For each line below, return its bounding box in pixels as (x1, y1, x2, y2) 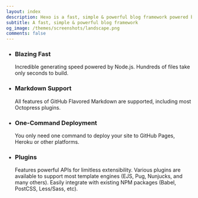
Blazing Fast (14, 50, 51, 58)
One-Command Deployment (14, 118, 97, 127)
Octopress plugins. (14, 104, 61, 111)
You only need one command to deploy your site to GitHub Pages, (14, 132, 175, 139)
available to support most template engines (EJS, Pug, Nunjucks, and (14, 173, 183, 180)
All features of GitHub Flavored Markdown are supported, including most (14, 98, 192, 105)
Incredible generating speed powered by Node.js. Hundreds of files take (14, 63, 190, 71)
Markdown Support (14, 84, 72, 93)
